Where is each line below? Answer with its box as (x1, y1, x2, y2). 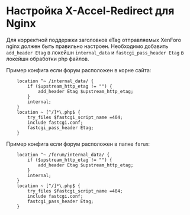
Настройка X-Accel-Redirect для (6, 4, 175, 18)
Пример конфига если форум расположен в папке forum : (6, 140, 150, 147)
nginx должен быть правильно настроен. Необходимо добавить (6, 43, 169, 50)
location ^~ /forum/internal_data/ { (17, 152, 110, 158)
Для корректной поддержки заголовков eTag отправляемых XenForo (6, 36, 182, 43)
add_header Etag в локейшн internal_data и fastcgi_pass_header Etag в (6, 49, 184, 56)
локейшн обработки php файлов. (6, 55, 90, 62)
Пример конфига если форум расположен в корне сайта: (6, 66, 152, 73)
